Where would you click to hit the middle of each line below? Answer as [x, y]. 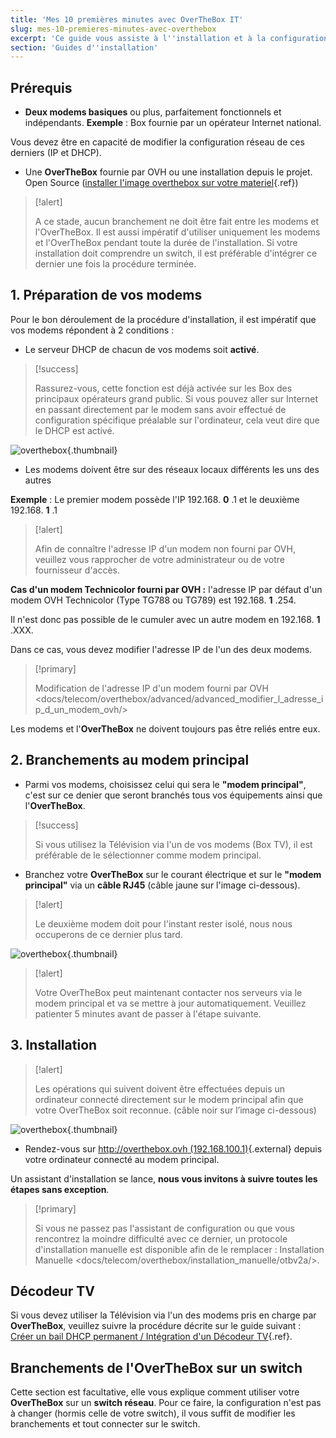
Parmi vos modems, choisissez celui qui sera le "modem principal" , [165, 784]
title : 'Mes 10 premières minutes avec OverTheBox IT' [127, 19]
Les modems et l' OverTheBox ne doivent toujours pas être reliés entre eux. [165, 728]
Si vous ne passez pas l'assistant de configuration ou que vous [164, 1228]
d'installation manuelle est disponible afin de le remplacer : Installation [179, 1249]
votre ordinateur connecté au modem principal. [122, 1159]
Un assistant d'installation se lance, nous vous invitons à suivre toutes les [164, 1178]
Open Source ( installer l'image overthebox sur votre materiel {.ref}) [161, 183]
